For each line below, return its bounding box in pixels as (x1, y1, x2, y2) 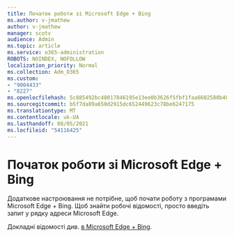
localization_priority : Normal (7, 62, 98, 69)
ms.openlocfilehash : (7, 95, 68, 102)
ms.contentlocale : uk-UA (7, 113, 79, 120)
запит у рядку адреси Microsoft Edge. (7, 209, 119, 218)
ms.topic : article (7, 42, 61, 49)
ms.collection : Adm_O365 (7, 68, 79, 75)
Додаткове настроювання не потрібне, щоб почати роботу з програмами (7, 194, 227, 203)
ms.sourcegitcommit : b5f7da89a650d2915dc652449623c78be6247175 (7, 101, 195, 108)
